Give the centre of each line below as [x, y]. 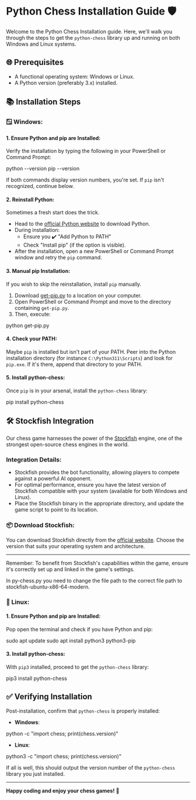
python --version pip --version [43, 169]
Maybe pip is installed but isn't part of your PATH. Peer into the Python [91, 351]
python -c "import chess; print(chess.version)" [62, 733]
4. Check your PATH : [32, 339]
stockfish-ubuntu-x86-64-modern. [48, 587]
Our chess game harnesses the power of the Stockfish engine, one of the [94, 438]
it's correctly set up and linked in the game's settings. [71, 569]
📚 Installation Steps [43, 102]
